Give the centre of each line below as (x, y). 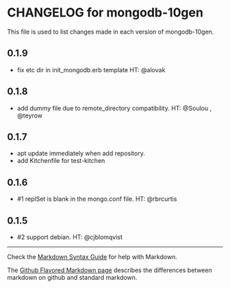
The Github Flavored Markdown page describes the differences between (110, 270)
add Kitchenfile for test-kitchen (61, 161)
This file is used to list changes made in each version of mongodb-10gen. (111, 32)
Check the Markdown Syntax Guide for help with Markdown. (92, 257)
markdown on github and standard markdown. (72, 277)
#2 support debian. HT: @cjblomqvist (70, 237)
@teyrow (30, 115)
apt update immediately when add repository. (81, 153)
